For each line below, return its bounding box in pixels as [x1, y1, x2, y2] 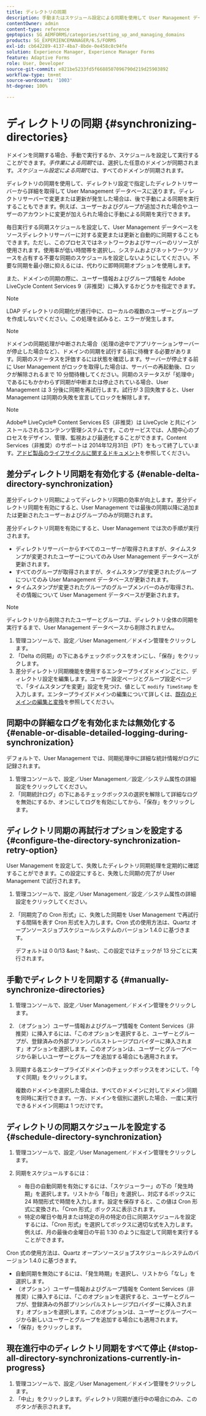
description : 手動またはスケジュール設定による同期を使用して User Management [6, 15, 191, 21]
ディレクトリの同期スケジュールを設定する [6, 1122, 167, 1132]
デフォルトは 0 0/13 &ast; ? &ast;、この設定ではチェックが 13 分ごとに [15, 947, 193, 955]
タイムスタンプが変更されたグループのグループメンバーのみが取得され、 [15, 583, 197, 591]
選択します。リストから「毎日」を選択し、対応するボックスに [40, 1190, 196, 1197]
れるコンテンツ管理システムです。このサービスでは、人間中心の [32, 426, 194, 433]
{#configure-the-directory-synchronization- [6, 835, 181, 845]
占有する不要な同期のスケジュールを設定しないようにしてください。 [22, 254, 194, 261]
